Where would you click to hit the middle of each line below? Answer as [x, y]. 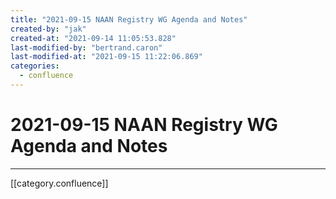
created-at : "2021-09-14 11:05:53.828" [93, 38]
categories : [35, 66]
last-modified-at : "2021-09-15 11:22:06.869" [106, 57]
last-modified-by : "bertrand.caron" [86, 47]
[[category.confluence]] [59, 183]
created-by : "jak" [48, 29]
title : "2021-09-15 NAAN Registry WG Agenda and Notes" [129, 19]
